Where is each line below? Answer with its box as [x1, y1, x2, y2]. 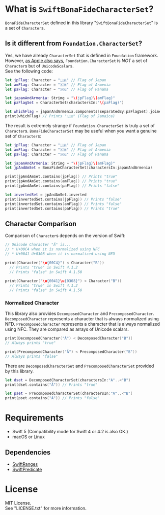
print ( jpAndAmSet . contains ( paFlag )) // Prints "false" [5, 183, 120, 188]
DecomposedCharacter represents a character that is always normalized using [5, 316, 159, 322]
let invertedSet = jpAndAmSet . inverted [5, 192, 87, 197]
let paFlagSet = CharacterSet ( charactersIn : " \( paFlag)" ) [5, 100, 124, 105]
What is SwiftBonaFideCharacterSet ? [5, 3, 154, 15]
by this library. [5, 368, 34, 374]
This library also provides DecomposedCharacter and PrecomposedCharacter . [5, 310, 155, 316]
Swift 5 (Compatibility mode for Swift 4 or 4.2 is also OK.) [12, 429, 129, 435]
